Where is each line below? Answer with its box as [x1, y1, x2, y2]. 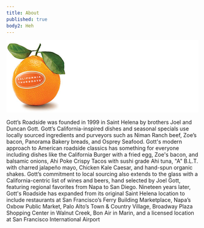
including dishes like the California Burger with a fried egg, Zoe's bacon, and [6, 151, 199, 159]
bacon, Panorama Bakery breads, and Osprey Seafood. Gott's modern [6, 138, 183, 146]
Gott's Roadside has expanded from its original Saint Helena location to [6, 190, 185, 198]
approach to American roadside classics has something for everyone [6, 144, 180, 152]
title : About [6, 10, 40, 16]
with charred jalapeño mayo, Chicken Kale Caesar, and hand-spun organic [6, 164, 193, 171]
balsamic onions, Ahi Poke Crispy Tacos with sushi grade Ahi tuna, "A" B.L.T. [6, 157, 199, 165]
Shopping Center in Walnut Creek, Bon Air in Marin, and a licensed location [6, 209, 195, 216]
